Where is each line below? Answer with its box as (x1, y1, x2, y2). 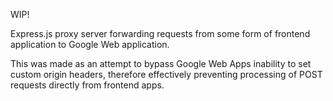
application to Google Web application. (10, 39, 170, 50)
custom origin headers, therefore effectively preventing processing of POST (10, 69, 323, 80)
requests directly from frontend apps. (10, 79, 165, 91)
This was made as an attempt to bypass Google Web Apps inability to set (10, 58, 312, 69)
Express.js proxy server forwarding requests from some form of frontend (10, 28, 311, 39)
